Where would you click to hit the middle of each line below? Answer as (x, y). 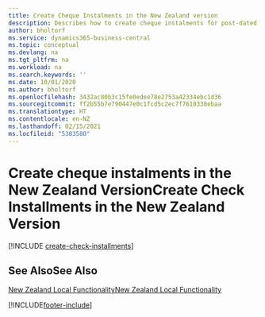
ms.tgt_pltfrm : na (38, 60)
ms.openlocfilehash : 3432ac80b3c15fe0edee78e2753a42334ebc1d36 (115, 97)
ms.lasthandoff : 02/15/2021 (55, 126)
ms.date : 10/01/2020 (42, 82)
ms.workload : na (35, 68)
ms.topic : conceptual (44, 45)
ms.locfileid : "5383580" (49, 133)
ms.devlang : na (33, 52)
